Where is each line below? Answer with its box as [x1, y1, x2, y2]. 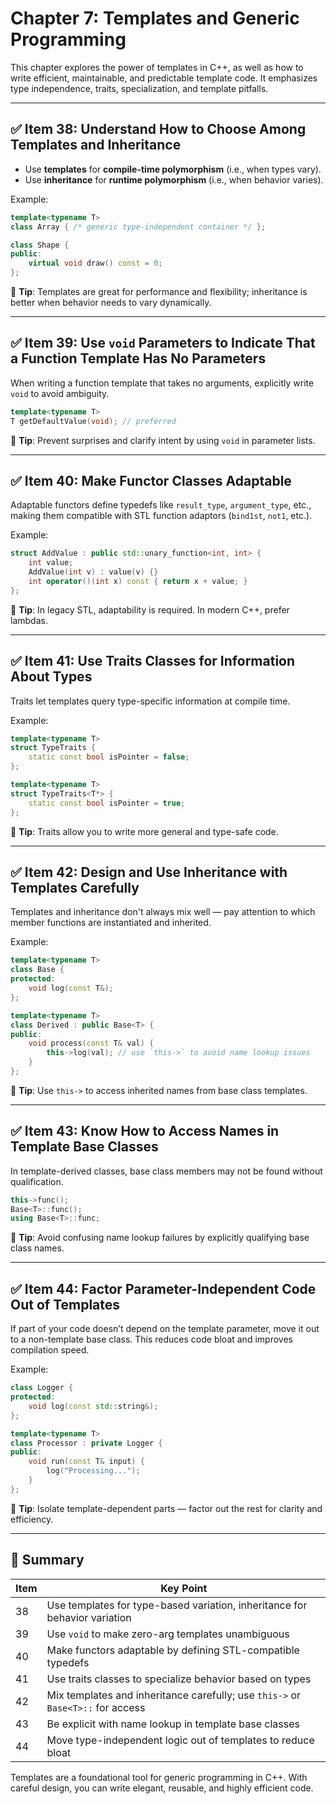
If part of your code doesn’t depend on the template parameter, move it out [10, 1323, 320, 1335]
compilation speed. [10, 1344, 90, 1356]
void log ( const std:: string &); [28, 1401, 159, 1411]
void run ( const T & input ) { [28, 1457, 145, 1467]
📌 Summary [10, 1552, 85, 1569]
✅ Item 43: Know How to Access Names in [10, 1123, 280, 1140]
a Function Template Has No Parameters [10, 350, 267, 367]
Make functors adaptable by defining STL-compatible [46, 1643, 300, 1657]
